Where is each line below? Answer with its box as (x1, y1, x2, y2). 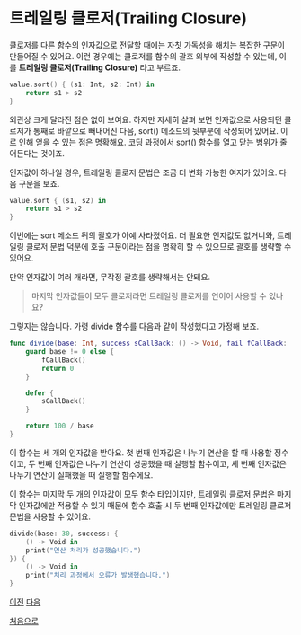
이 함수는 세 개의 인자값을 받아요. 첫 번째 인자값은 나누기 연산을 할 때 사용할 (9, 446, 272, 458)
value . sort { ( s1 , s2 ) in (9, 196, 106, 205)
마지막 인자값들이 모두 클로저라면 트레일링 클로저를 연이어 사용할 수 (31, 291, 267, 302)
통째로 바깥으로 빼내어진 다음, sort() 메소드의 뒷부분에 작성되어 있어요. (32, 125, 279, 136)
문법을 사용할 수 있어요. (9, 511, 92, 522)
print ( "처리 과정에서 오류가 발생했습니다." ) (25, 571, 171, 580)
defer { (25, 388, 54, 398)
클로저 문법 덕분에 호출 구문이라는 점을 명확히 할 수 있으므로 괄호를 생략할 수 (25, 242, 292, 252)
